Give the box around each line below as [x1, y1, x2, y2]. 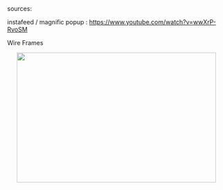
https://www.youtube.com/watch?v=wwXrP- [89, 18, 217, 26]
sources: [7, 5, 33, 12]
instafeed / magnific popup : [7, 18, 88, 26]
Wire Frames [7, 39, 44, 46]
